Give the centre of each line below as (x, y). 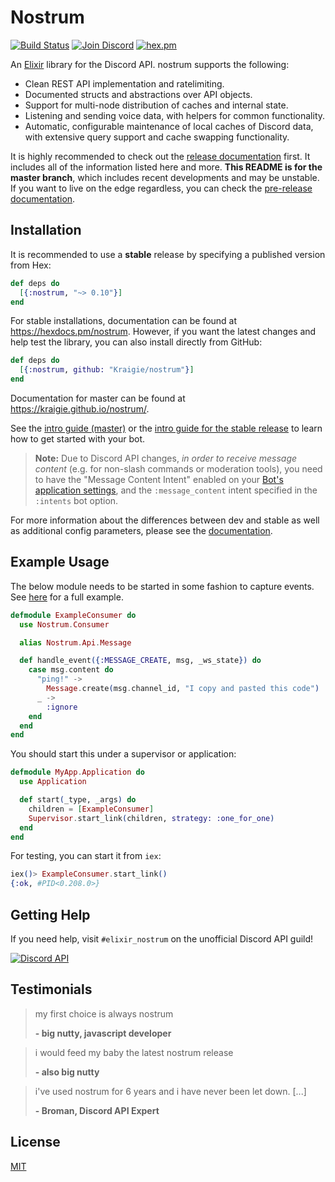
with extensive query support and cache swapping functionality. (157, 137)
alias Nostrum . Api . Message (75, 642)
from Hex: (31, 265)
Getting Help (50, 914)
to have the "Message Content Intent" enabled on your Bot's (159, 479)
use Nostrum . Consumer (64, 624)
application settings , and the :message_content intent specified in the (176, 490)
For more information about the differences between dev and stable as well (165, 520)
